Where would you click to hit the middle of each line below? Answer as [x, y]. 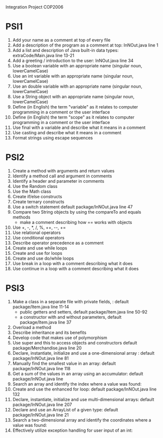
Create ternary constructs [38, 202]
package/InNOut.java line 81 [41, 358]
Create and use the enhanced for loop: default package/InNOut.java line [84, 389]
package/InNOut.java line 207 [42, 405]
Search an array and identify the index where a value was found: [77, 384]
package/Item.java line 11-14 [41, 307]
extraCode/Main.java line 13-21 [43, 55]
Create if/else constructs [37, 196]
